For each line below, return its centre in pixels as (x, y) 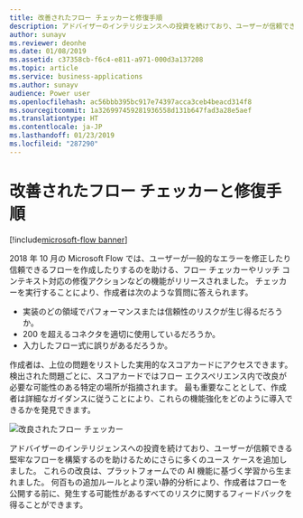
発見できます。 (68, 410)
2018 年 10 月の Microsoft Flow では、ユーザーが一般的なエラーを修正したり (150, 258)
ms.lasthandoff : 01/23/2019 (62, 136)
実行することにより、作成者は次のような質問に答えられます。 (139, 292)
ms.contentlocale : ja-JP (56, 127)
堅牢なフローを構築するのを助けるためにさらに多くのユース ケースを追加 (144, 459)
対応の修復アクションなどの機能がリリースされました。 (151, 280)
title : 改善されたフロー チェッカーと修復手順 (86, 18)
